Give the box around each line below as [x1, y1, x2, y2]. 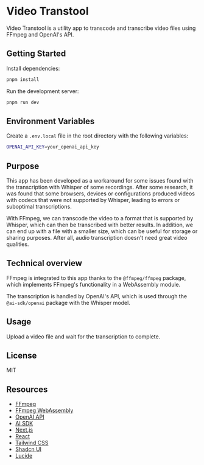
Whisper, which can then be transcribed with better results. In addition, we [6, 221, 194, 228]
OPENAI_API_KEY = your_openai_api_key [6, 144, 99, 150]
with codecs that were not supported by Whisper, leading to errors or [6, 197, 180, 203]
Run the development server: [6, 87, 79, 95]
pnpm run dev [6, 99, 40, 105]
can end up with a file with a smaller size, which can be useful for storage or [6, 228, 198, 235]
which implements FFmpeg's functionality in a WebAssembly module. [6, 281, 181, 288]
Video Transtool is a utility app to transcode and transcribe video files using [6, 24, 196, 32]
